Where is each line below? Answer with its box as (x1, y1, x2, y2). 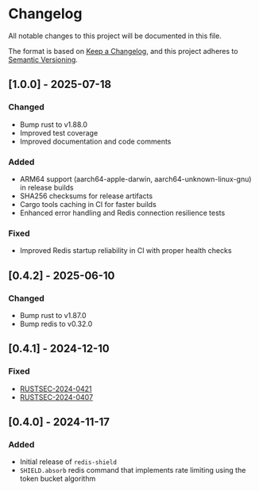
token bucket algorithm (19, 474, 96, 484)
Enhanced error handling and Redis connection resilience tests (19, 208, 226, 217)
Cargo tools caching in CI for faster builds (19, 199, 157, 209)
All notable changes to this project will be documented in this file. (8, 31, 222, 40)
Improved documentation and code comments (19, 136, 172, 146)
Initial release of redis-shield (19, 457, 118, 466)
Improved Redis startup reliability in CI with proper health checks (19, 246, 232, 255)
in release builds (19, 182, 74, 192)
